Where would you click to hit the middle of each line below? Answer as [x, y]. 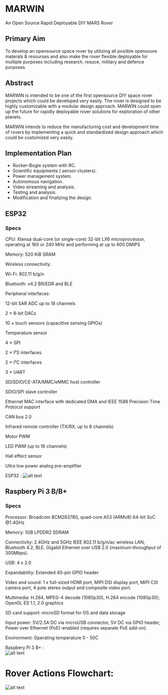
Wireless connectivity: [28, 264]
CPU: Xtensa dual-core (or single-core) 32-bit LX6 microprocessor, [75, 239]
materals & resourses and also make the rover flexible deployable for [76, 56]
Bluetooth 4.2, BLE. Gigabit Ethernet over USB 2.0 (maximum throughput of [83, 547]
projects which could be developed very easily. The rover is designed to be [83, 101]
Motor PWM [18, 437]
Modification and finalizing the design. [52, 198]
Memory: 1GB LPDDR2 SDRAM [37, 532]
